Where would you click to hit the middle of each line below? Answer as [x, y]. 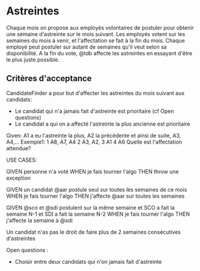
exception [19, 178]
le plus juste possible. [33, 59]
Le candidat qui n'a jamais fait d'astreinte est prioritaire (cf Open [94, 111]
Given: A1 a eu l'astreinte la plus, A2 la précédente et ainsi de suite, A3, [94, 135]
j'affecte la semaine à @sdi [40, 220]
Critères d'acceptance [49, 78]
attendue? [19, 148]
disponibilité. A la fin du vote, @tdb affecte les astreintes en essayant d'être [99, 53]
